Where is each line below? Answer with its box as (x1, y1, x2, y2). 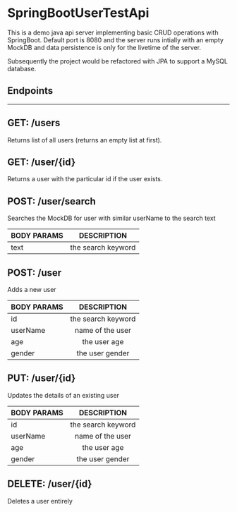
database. (7, 64, 37, 73)
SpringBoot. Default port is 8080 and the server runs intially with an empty (7, 35, 224, 44)
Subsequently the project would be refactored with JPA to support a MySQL (7, 56, 228, 65)
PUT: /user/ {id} (7, 372, 76, 384)
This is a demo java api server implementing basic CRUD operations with (7, 28, 219, 37)
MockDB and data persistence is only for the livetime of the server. (7, 43, 202, 51)
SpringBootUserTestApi (7, 5, 150, 21)
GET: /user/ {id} (7, 156, 76, 168)
